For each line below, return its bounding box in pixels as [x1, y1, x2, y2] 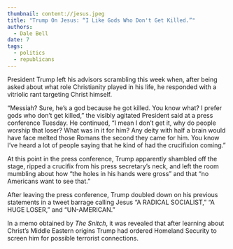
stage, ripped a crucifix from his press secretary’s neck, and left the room [7, 162, 219, 170]
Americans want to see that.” [7, 177, 91, 185]
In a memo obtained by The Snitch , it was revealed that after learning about [7, 219, 225, 227]
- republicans [13, 56, 55, 63]
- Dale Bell [13, 29, 49, 37]
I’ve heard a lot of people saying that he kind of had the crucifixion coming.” [7, 141, 226, 149]
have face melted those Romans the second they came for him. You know [7, 133, 220, 142]
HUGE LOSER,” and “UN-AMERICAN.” [7, 205, 115, 214]
